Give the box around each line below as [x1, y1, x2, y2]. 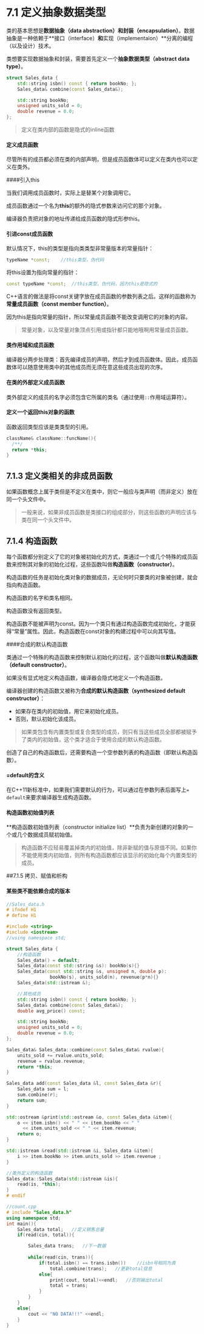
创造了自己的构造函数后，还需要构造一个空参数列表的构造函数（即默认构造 [6, 749, 192, 756]
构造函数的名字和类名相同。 [6, 594, 76, 601]
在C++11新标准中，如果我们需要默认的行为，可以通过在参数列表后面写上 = [6, 786, 189, 794]
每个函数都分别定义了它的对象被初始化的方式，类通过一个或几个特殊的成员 [6, 552, 192, 560]
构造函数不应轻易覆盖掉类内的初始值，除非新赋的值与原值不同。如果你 [21, 844, 197, 852]
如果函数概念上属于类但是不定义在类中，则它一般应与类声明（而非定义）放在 [6, 488, 198, 495]
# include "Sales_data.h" [6, 1209, 72, 1215]
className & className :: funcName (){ [6, 435, 97, 442]
